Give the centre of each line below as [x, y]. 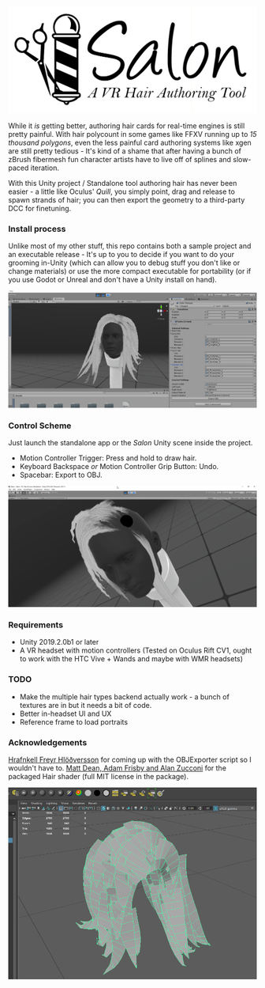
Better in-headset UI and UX [65, 714]
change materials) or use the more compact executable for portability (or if [130, 271]
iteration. [45, 168]
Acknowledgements [48, 742]
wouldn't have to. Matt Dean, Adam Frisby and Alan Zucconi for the [118, 768]
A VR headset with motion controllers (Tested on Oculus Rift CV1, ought [136, 650]
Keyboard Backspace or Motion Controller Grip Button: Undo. [119, 467]
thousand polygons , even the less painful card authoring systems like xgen [130, 143]
